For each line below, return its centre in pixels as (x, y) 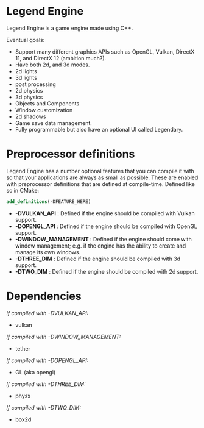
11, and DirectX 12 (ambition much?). (61, 58)
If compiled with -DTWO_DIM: (44, 407)
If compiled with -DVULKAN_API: (47, 313)
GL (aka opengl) (35, 372)
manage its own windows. (48, 252)
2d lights (26, 71)
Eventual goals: (26, 40)
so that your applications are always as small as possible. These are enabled (102, 177)
